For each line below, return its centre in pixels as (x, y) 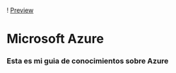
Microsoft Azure (55, 39)
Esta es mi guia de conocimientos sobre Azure (88, 61)
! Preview (20, 10)
